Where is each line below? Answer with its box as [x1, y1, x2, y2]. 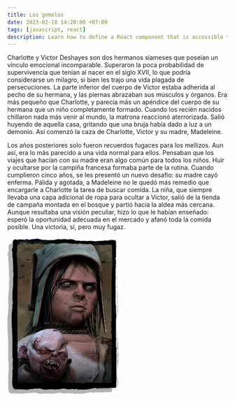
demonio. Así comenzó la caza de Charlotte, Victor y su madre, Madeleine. [7, 128, 222, 136]
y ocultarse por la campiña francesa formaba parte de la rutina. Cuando [7, 163, 214, 172]
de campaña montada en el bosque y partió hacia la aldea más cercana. [7, 200, 215, 209]
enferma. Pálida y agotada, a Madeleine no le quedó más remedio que [7, 178, 210, 187]
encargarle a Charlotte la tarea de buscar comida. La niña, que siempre [7, 186, 213, 194]
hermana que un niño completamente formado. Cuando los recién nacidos [7, 105, 222, 114]
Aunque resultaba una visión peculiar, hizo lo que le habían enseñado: [7, 208, 209, 217]
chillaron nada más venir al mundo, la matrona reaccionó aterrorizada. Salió [7, 112, 225, 122]
